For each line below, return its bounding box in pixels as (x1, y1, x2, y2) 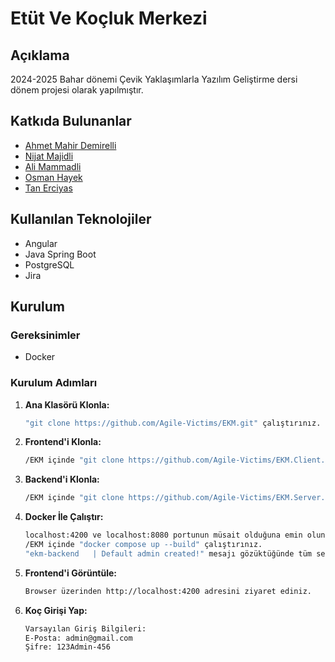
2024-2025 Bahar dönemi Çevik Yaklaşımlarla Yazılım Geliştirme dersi (10, 73, 298, 85)
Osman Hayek (24, 171, 83, 183)
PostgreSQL (24, 258, 75, 271)
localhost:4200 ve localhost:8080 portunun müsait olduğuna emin (24, 530, 303, 541)
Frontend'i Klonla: (24, 436, 102, 448)
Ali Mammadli (24, 160, 82, 172)
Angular (24, 237, 58, 249)
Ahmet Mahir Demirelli (24, 139, 117, 151)
